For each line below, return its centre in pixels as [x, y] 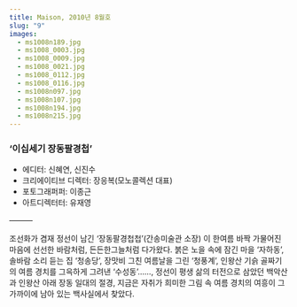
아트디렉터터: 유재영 [56, 203]
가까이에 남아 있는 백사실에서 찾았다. [72, 294]
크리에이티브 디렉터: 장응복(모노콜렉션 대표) [97, 180]
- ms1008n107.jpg [49, 100]
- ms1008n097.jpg [49, 91]
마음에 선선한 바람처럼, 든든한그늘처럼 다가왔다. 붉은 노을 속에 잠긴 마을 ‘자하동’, [147, 249]
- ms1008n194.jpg [49, 108]
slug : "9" [27, 26]
